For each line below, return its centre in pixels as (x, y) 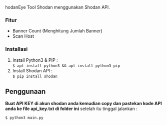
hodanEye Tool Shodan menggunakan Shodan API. (57, 7)
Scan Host (23, 36)
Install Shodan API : (32, 70)
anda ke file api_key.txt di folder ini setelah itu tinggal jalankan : (71, 109)
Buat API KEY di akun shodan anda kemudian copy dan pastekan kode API (84, 104)
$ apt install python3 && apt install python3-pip (66, 66)
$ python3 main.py (24, 118)
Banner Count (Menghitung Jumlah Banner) (57, 31)
